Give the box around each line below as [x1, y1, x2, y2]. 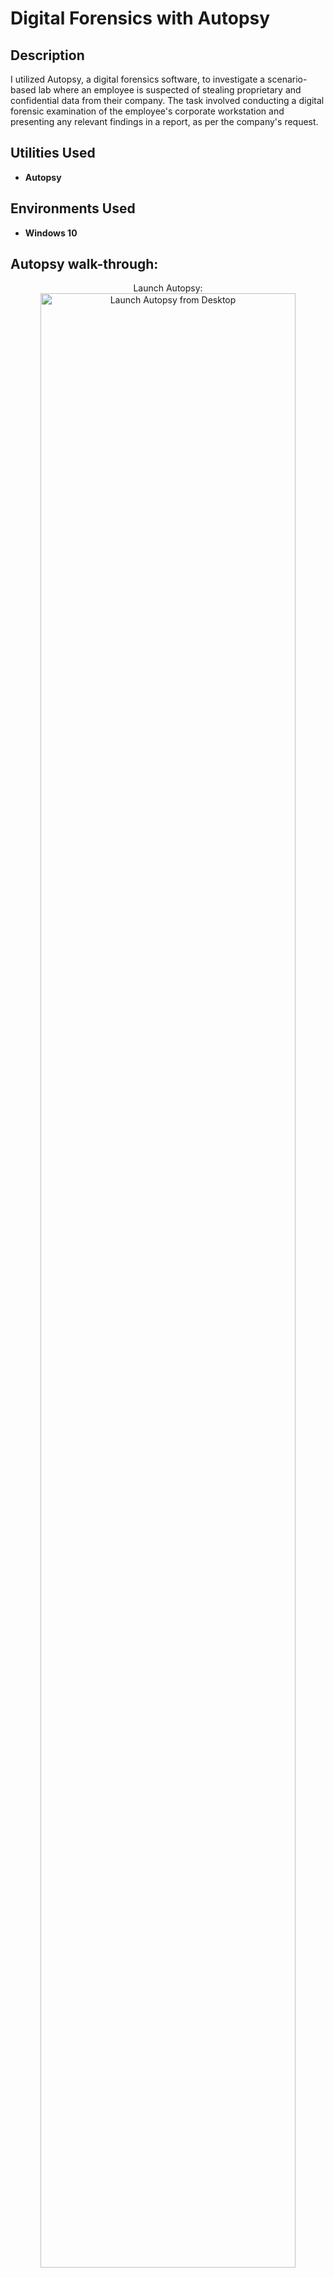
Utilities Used [10, 145, 96, 162]
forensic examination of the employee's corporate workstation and [10, 105, 285, 117]
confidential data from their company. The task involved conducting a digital [10, 95, 325, 106]
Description [10, 47, 85, 64]
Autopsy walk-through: [10, 256, 159, 273]
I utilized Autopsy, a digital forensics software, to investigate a [10, 73, 266, 85]
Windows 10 [24, 227, 78, 239]
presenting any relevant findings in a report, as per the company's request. [10, 116, 319, 127]
